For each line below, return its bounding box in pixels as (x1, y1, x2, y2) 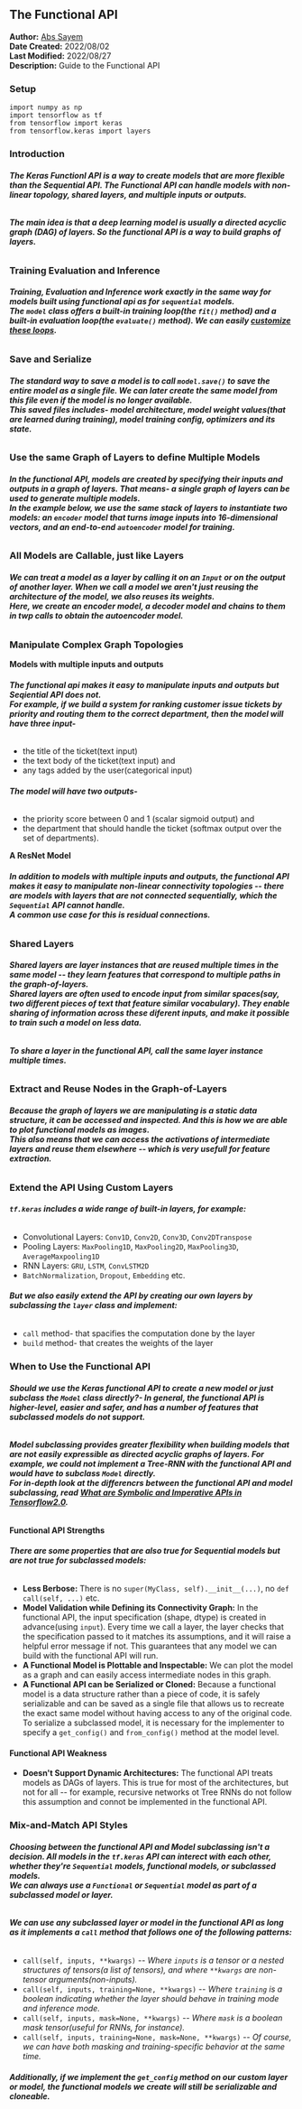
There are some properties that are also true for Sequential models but (9, 1546, 281, 1556)
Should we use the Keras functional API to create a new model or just (9, 1382, 274, 1393)
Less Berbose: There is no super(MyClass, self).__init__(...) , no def (22, 1584, 290, 1593)
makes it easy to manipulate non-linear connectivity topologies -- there (9, 880, 285, 892)
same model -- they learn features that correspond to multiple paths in (9, 970, 281, 980)
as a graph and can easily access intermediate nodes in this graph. (22, 1669, 272, 1680)
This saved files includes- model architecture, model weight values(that (9, 404, 287, 414)
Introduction (9, 148, 65, 161)
